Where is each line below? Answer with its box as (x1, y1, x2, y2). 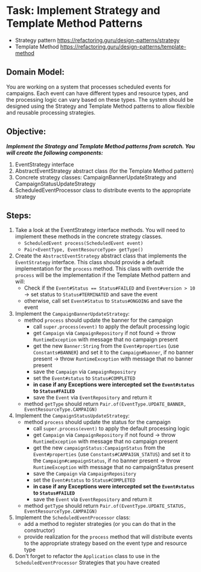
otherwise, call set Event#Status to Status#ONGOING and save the (24, 298, 183, 305)
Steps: (6, 210, 31, 221)
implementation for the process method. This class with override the (14, 265, 184, 273)
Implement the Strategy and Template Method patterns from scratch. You (6, 142, 195, 150)
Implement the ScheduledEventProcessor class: (14, 514, 131, 521)
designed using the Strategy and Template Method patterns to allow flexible (6, 102, 195, 110)
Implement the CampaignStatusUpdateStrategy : (14, 412, 130, 419)
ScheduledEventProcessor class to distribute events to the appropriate (14, 186, 191, 194)
